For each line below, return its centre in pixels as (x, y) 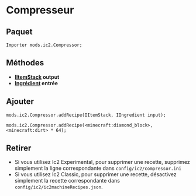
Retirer (19, 148)
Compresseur (40, 10)
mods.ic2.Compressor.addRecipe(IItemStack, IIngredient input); (86, 115)
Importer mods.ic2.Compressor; (44, 45)
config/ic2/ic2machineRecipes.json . (59, 187)
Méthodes (25, 63)
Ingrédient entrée (36, 83)
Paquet (20, 32)
